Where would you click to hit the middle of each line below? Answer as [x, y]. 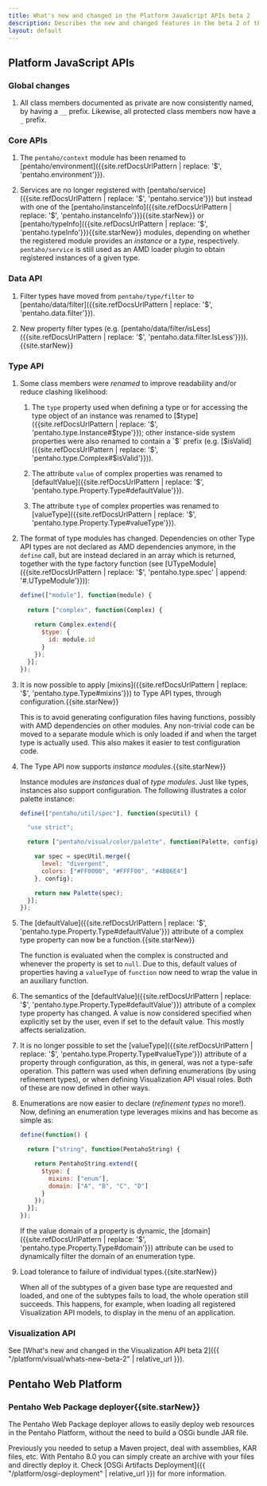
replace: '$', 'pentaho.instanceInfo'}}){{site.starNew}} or [112, 215]
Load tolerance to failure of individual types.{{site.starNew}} [118, 1272]
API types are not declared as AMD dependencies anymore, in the [128, 546]
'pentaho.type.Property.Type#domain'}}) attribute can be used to [126, 1248]
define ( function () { [54, 1135]
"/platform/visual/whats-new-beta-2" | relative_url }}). [97, 1359]
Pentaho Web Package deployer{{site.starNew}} [104, 1406]
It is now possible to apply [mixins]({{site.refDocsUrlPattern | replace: [133, 684]
